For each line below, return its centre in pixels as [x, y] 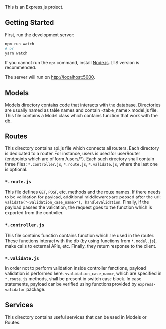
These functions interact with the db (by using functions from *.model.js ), [81, 241]
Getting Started [29, 23]
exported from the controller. [34, 213]
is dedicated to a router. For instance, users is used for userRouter [73, 154]
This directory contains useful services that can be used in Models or [76, 317]
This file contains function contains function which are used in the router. [80, 235]
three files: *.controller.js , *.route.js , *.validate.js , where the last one [81, 164]
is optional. [16, 169]
